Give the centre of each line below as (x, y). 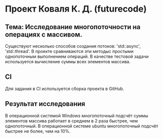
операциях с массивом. (44, 34)
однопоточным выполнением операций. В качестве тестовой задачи (77, 56)
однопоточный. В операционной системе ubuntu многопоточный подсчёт (82, 126)
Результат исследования (45, 104)
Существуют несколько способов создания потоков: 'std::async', (73, 46)
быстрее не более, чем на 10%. (38, 131)
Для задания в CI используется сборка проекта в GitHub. (65, 88)
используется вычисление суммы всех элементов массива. (68, 61)
